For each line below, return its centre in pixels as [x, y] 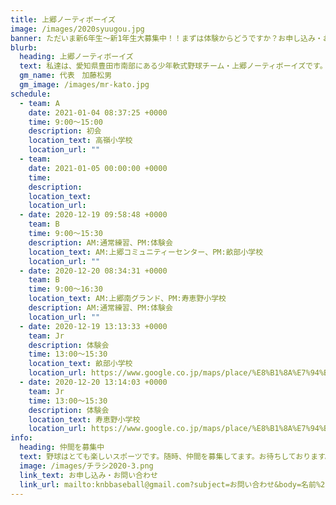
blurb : [24, 47]
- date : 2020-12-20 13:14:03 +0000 [93, 382]
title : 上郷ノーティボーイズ [63, 19]
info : [21, 438]
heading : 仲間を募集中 [62, 447]
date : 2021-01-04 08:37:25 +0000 [98, 112]
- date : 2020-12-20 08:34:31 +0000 [93, 271]
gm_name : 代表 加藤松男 [66, 76]
